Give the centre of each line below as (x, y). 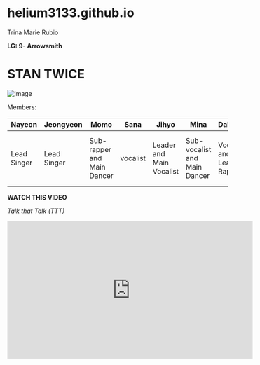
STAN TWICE (46, 74)
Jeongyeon (63, 124)
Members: (22, 107)
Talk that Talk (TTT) (36, 211)
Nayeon (24, 124)
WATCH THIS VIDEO (37, 197)
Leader (164, 145)
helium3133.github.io (71, 13)
